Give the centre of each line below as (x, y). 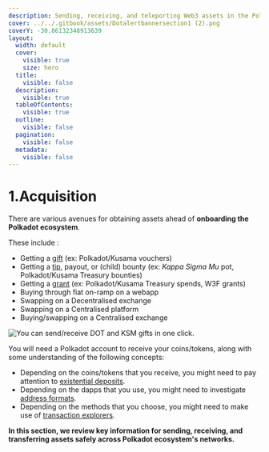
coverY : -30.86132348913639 (55, 30)
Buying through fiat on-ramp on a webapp (89, 292)
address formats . (48, 398)
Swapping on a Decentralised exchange (86, 301)
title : (26, 75)
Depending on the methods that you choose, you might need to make (134, 407)
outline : (30, 120)
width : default (41, 46)
